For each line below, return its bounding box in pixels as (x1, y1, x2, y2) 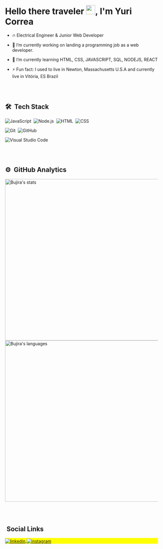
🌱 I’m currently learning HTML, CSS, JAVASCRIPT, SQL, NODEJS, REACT (12, 57, 158, 62)
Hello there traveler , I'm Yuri (5, 6, 132, 17)
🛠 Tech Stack (5, 103, 49, 111)
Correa (5, 16, 34, 27)
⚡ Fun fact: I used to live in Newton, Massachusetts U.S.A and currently (12, 66, 155, 72)
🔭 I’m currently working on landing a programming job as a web (12, 42, 139, 48)
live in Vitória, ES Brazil (12, 73, 58, 79)
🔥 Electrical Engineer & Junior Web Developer (12, 32, 104, 38)
